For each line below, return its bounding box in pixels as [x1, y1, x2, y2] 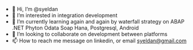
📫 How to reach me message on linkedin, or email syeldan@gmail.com [11, 37, 187, 44]
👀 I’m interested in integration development [11, 12, 118, 19]
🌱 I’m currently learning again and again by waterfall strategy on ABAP [11, 18, 185, 25]
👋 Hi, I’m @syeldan [11, 6, 58, 12]
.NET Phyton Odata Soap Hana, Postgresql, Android [11, 24, 139, 31]
